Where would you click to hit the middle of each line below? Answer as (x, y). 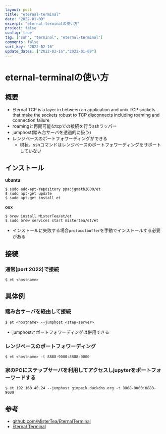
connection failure (31, 120)
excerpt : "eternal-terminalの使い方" (43, 24)
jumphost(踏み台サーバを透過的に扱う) (52, 132)
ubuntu (13, 180)
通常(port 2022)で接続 (32, 269)
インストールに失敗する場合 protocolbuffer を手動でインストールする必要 (86, 230)
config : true (19, 33)
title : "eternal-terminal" (33, 14)
